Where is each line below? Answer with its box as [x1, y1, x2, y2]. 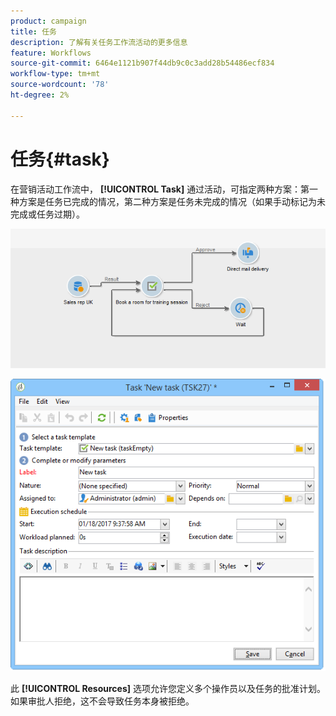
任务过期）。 [36, 208, 85, 220]
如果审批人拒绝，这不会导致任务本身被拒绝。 [10, 695, 195, 707]
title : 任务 [10, 26, 57, 37]
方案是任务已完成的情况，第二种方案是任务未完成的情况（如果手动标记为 [18, 195, 317, 207]
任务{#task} [10, 148, 110, 170]
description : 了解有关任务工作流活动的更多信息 [10, 37, 188, 47]
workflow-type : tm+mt [10, 69, 101, 79]
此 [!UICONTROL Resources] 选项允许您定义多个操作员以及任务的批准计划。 [10, 683, 326, 695]
